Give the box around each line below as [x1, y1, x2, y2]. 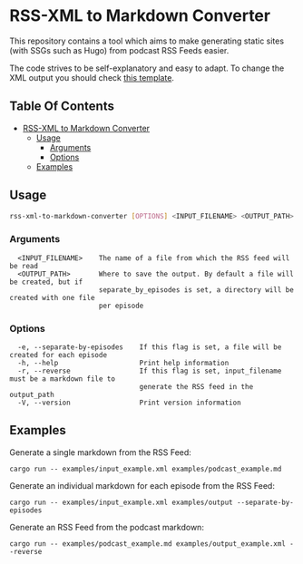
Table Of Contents [9, 99, 115, 114]
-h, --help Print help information [17, 359, 230, 368]
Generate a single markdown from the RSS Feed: [9, 446, 192, 458]
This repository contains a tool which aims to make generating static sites [9, 35, 284, 46]
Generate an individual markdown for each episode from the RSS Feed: [9, 480, 275, 491]
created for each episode [9, 351, 107, 360]
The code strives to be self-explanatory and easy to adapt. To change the [9, 63, 285, 73]
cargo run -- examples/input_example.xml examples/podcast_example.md [9, 464, 282, 473]
